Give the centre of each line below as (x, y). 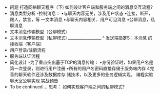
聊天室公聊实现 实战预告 (34, 81)
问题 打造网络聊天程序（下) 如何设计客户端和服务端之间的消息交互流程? (81, 7)
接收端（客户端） (27, 44)
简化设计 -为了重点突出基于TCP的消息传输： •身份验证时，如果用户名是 (81, 62)
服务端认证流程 (25, 56)
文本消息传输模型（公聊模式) (38, 32)
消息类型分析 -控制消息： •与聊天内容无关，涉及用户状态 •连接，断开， (81, 13)
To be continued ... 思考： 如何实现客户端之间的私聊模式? (67, 87)
